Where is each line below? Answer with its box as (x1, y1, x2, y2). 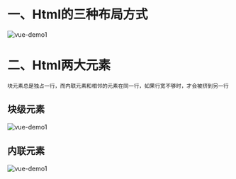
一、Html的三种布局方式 (7, 6, 148, 23)
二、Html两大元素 (7, 57, 111, 74)
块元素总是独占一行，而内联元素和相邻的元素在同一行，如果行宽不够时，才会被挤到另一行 (7, 82, 229, 89)
